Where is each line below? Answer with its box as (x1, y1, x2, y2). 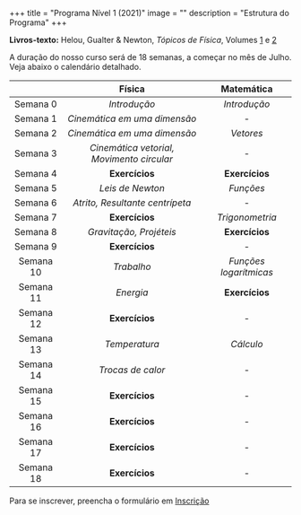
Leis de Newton (99, 182, 166, 194)
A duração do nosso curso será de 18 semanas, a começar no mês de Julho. (9, 52, 292, 62)
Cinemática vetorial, (89, 142, 175, 153)
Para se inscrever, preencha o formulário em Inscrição (9, 495, 210, 506)
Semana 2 (14, 127, 57, 139)
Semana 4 (14, 168, 57, 179)
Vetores (230, 127, 263, 139)
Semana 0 (14, 98, 57, 110)
